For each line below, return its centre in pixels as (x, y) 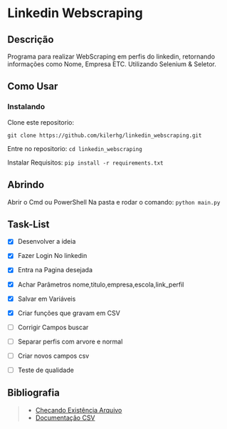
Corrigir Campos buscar (53, 327)
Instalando (26, 107)
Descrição (31, 40)
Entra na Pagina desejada (55, 270)
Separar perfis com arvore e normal (70, 341)
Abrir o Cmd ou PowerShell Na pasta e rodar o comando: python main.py (114, 202)
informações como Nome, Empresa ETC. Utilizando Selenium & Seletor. (112, 64)
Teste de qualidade (46, 370)
